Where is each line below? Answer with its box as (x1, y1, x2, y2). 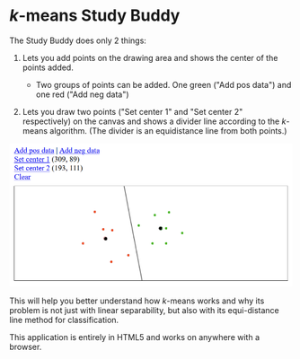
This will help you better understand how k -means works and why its (9, 295, 265, 306)
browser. (9, 342, 42, 353)
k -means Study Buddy (9, 5, 181, 26)
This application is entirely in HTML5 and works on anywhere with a (9, 332, 260, 343)
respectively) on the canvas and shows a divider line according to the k (22, 116, 287, 127)
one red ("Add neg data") (35, 89, 129, 100)
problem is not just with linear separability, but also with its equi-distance (9, 305, 280, 316)
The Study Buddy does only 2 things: (9, 35, 146, 46)
